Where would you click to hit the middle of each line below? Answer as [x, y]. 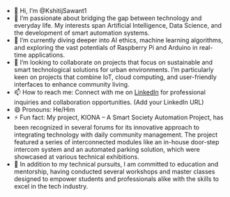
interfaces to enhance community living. [72, 84]
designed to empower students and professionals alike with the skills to [116, 179]
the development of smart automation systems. [82, 33]
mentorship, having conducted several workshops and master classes [114, 171]
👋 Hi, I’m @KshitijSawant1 [50, 11]
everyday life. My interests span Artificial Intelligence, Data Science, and [117, 25]
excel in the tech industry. [51, 186]
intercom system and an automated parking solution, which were [107, 149]
